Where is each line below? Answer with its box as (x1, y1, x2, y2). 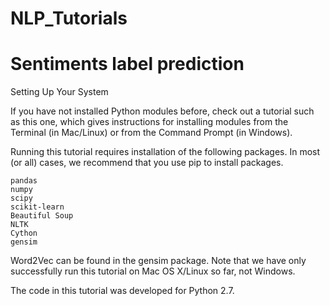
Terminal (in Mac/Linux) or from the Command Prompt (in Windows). (10, 127, 293, 139)
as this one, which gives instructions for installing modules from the (10, 116, 289, 128)
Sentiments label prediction (10, 53, 245, 76)
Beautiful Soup (10, 211, 74, 221)
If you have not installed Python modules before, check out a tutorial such (10, 105, 315, 117)
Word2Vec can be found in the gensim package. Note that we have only (10, 255, 307, 267)
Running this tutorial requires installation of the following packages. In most (10, 146, 321, 158)
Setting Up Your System (10, 86, 109, 98)
